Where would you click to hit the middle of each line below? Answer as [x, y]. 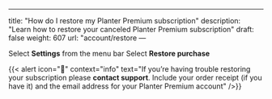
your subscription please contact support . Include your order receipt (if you [136, 78]
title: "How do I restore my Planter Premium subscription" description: [125, 21]
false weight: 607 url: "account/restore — [77, 38]
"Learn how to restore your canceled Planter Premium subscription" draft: [132, 29]
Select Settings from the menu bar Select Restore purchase [109, 54]
